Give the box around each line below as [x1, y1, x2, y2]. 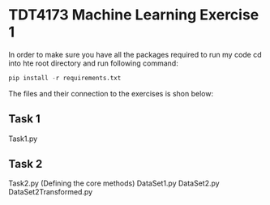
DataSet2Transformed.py [8, 187, 93, 197]
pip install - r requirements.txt [8, 74, 122, 82]
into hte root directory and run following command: [8, 58, 178, 68]
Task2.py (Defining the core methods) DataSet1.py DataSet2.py [8, 178, 221, 188]
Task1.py [8, 134, 38, 143]
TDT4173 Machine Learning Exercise [8, 6, 259, 24]
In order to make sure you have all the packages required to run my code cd [8, 49, 262, 59]
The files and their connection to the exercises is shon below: [8, 88, 213, 98]
